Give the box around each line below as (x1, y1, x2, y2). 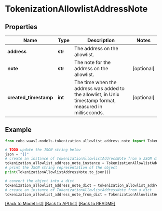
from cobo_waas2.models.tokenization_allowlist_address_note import (5, 138, 146, 143)
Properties (5, 23, 38, 31)
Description (87, 37, 115, 44)
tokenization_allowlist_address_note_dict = (5, 183, 96, 188)
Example (5, 126, 32, 134)
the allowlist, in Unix (74, 91, 120, 98)
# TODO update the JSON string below (5, 147, 81, 152)
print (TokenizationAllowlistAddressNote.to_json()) (5, 170, 111, 175)
